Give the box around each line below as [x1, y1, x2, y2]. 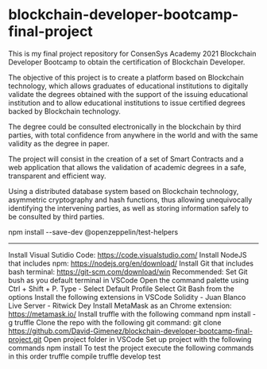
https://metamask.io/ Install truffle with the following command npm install [8, 309, 251, 319]
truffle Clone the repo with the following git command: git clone [14, 317, 222, 327]
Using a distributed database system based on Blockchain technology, [8, 186, 239, 196]
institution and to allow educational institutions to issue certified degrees [8, 98, 246, 107]
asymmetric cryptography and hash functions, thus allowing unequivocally [8, 195, 253, 204]
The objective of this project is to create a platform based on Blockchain [8, 72, 245, 82]
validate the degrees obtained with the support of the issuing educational [8, 89, 249, 99]
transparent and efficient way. [8, 171, 106, 181]
